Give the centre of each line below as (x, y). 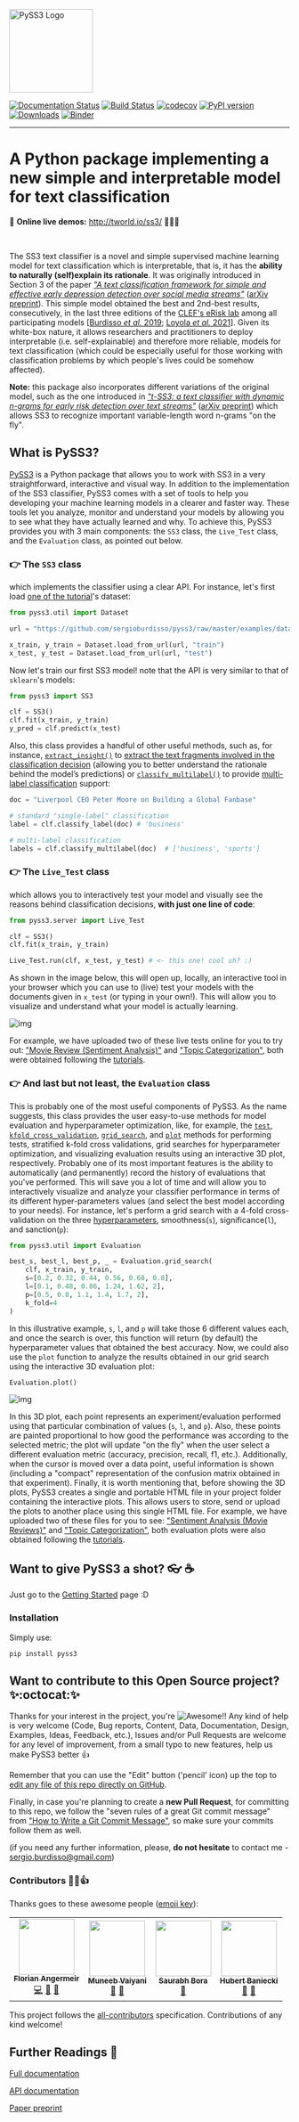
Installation (34, 1618)
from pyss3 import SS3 (51, 696)
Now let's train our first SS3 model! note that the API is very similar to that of (149, 670)
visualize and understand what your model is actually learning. (124, 1007)
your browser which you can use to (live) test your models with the (132, 987)
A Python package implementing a (139, 159)
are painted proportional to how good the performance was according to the (149, 1436)
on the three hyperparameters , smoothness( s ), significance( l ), (162, 1220)
